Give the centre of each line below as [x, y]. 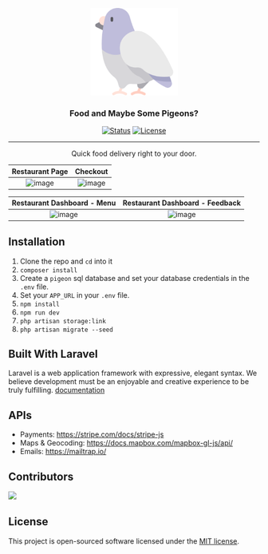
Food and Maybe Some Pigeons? [134, 113]
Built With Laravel [53, 354]
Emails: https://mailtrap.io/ [63, 452]
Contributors [41, 476]
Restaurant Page [40, 171]
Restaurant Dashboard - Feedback [182, 203]
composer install [49, 270]
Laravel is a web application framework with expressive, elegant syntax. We [133, 373]
